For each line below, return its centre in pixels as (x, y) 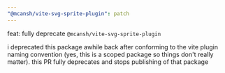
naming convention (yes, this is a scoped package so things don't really (110, 54)
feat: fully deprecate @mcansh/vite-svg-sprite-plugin (84, 33)
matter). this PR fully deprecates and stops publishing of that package (108, 62)
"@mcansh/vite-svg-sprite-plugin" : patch (68, 14)
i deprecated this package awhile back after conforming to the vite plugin (113, 47)
